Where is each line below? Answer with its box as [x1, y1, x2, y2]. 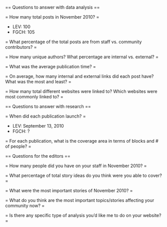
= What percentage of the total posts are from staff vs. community [5, 39, 142, 45]
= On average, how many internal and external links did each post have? [5, 73, 154, 79]
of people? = [5, 143, 31, 149]
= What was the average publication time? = [5, 64, 96, 69]
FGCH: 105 [12, 29, 35, 35]
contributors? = [5, 44, 37, 50]
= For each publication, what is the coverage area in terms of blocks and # [5, 138, 158, 144]
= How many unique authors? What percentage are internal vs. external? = [5, 54, 159, 60]
